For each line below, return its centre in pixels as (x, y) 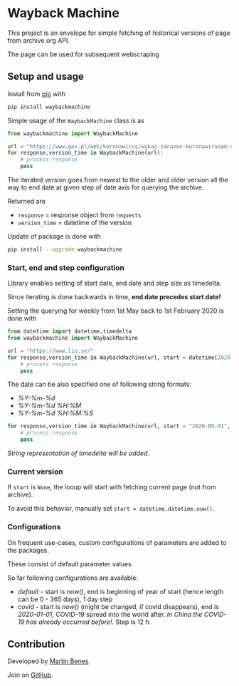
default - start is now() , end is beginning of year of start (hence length (121, 591)
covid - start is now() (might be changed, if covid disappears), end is (118, 606)
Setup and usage (46, 77)
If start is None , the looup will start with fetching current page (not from (112, 487)
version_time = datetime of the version (75, 223)
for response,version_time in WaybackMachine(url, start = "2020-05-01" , (119, 426)
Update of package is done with (54, 236)
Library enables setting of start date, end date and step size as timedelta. (115, 284)
